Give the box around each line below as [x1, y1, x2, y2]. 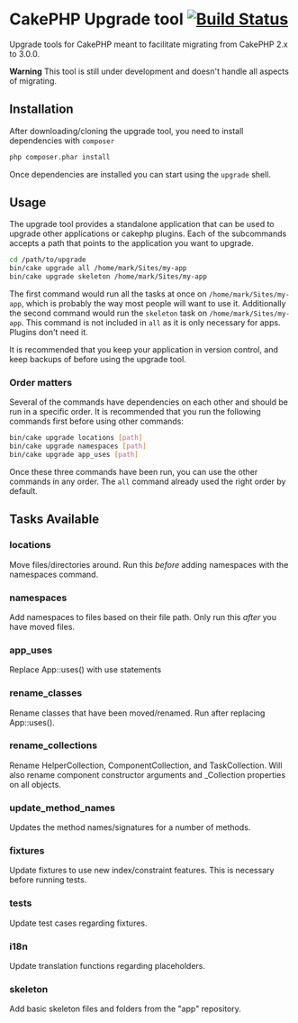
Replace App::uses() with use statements [9, 664, 162, 675]
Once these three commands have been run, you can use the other [9, 466, 258, 477]
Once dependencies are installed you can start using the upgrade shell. [9, 169, 272, 179]
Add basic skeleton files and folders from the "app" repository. [9, 1003, 241, 1014]
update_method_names [9, 801, 115, 814]
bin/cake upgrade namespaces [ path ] [9, 442, 147, 451]
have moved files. [9, 621, 75, 632]
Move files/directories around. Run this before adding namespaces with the [9, 559, 289, 570]
